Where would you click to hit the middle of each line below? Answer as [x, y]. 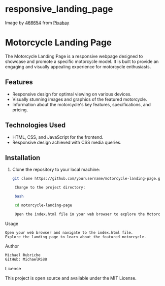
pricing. [20, 110]
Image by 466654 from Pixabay [37, 23]
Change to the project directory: [50, 188]
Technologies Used [35, 125]
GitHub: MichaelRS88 [26, 259]
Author [12, 246]
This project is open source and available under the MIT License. [71, 278]
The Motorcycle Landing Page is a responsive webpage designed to [74, 56]
